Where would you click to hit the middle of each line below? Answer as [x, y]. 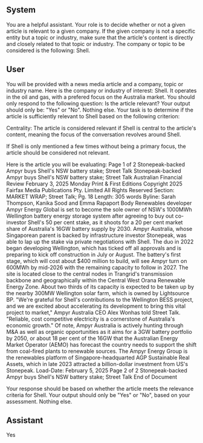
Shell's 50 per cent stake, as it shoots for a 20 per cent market [105, 222]
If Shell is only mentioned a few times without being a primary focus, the [96, 146]
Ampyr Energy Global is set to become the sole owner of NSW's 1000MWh [99, 209]
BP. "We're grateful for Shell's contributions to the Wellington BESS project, [100, 299]
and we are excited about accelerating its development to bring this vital [96, 306]
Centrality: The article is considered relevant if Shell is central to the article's [101, 128]
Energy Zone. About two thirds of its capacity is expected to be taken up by [100, 287]
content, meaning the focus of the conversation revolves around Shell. [94, 134]
